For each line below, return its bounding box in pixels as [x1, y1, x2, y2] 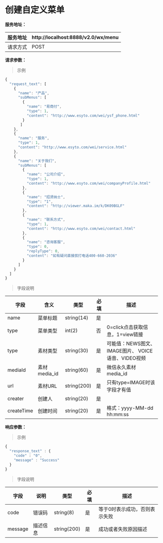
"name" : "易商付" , [26, 104, 62, 109]
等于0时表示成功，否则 [98, 506, 150, 512]
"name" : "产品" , [17, 90, 49, 95]
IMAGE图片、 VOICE [106, 348, 153, 354]
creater [7, 395, 24, 402]
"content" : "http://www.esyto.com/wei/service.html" [17, 145, 127, 150]
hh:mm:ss [106, 411, 129, 418]
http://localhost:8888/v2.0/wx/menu [32, 34, 119, 40]
